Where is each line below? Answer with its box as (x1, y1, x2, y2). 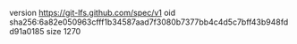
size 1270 (46, 26, 81, 36)
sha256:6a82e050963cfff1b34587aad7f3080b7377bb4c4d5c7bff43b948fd (9, 17, 289, 27)
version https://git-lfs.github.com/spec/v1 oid (9, 8, 176, 18)
